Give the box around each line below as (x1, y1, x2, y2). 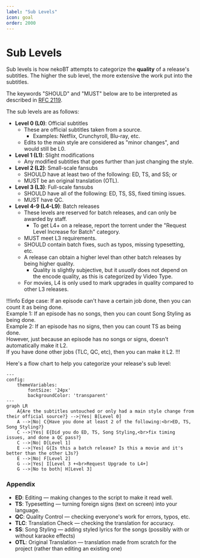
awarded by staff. (23, 216, 68, 223)
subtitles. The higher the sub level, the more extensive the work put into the (6, 72, 193, 79)
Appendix (6, 480, 36, 488)
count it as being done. (6, 304, 63, 311)
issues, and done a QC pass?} (6, 435, 82, 441)
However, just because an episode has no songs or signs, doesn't (6, 336, 169, 343)
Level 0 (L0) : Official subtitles (14, 120, 89, 127)
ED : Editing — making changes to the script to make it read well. (14, 494, 174, 501)
